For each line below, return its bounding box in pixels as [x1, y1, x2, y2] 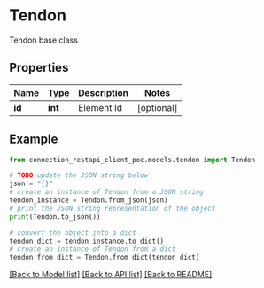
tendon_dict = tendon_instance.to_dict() [9, 237, 165, 245]
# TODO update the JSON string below [9, 171, 149, 180]
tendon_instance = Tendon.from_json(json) [9, 196, 168, 205]
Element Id [78, 101, 122, 113]
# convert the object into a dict [9, 228, 137, 237]
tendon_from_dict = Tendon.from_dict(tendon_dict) [9, 253, 200, 262]
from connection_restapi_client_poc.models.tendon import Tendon [9, 155, 255, 164]
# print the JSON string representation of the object [9, 204, 216, 213]
